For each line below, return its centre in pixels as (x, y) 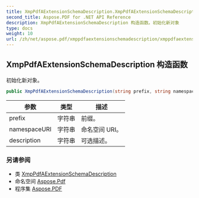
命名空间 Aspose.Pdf (40, 181)
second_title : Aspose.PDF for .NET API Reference (69, 17)
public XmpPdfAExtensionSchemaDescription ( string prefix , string (88, 91)
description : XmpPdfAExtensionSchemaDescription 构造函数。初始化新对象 (93, 23)
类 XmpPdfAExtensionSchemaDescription (65, 174)
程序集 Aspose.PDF (38, 189)
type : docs (20, 28)
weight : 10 (20, 34)
